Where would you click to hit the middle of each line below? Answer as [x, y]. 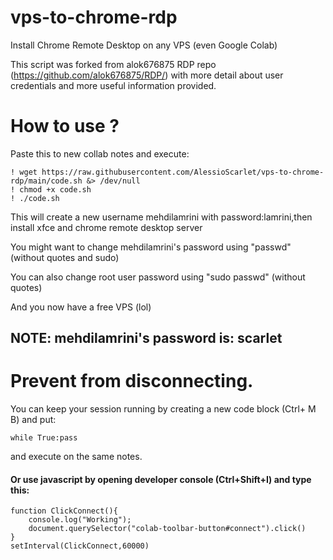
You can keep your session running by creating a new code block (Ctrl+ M [163, 409]
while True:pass [44, 438]
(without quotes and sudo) [65, 257]
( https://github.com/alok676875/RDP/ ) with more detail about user [147, 75]
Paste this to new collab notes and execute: [100, 153]
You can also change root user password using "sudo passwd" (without [158, 277]
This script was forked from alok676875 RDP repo [113, 64]
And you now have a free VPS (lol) [81, 307]
